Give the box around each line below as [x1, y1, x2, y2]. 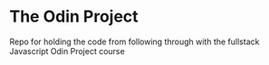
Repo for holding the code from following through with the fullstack [9, 36, 260, 47]
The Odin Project [9, 6, 139, 27]
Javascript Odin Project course [9, 45, 125, 56]
